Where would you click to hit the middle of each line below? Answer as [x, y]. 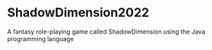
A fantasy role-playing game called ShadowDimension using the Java [106, 32]
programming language [41, 38]
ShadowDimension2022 [78, 13]
